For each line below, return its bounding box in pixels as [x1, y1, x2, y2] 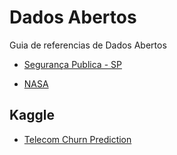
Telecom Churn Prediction [23, 133, 132, 145]
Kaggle [9, 107, 56, 124]
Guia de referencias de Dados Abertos [9, 39, 167, 51]
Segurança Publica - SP [23, 58, 122, 70]
